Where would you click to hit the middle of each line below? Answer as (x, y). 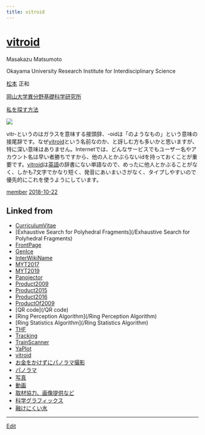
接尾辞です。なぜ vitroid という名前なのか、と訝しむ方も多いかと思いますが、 (102, 142)
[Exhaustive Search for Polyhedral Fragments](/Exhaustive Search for (103, 232)
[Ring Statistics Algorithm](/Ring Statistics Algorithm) (81, 323)
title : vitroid (26, 12)
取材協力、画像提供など (45, 393)
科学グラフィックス (39, 401)
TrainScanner (32, 342)
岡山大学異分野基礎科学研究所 (44, 96)
